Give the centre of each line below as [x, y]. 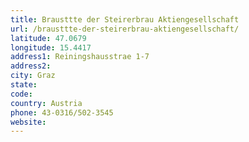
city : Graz [33, 76]
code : [21, 94]
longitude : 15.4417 [51, 47]
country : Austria [46, 103]
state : [24, 85]
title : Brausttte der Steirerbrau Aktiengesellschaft [125, 19]
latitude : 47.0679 [48, 38]
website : [28, 122]
